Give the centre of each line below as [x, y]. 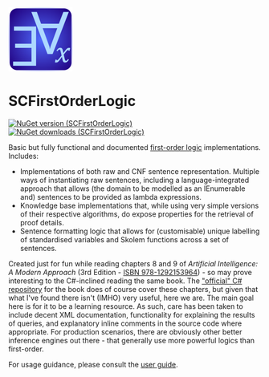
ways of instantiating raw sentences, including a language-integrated [134, 180]
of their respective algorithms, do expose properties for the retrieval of [137, 214]
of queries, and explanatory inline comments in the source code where [125, 323]
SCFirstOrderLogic [72, 101]
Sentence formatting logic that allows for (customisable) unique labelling [140, 231]
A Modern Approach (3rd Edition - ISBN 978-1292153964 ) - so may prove [130, 272]
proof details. [42, 222]
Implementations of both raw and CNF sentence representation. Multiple [139, 171]
